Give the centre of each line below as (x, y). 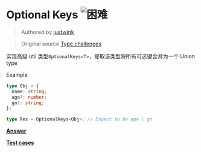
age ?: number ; (29, 97)
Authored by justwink (47, 32)
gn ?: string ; (28, 103)
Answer (16, 131)
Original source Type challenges (61, 44)
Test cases (20, 143)
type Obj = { (23, 86)
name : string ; (29, 91)
